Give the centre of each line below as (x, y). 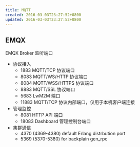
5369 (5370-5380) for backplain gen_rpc (64, 139)
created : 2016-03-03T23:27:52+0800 (43, 15)
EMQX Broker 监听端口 (29, 53)
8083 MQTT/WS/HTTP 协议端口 (54, 77)
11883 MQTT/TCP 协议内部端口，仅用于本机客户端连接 (77, 102)
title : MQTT (18, 10)
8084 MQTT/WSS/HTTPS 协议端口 (57, 83)
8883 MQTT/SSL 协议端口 (48, 89)
